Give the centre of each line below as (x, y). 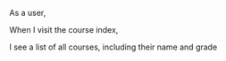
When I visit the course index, (64, 30)
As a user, (28, 13)
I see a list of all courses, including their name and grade (113, 47)
